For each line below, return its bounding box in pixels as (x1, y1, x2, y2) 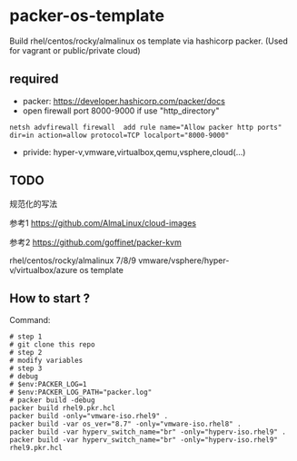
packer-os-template (9, 5, 165, 26)
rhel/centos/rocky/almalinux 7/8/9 (9, 255, 136, 266)
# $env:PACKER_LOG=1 (9, 380, 88, 389)
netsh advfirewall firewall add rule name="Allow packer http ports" (9, 123, 282, 132)
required (9, 72, 59, 87)
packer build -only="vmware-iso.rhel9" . (9, 412, 169, 421)
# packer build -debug (9, 396, 95, 405)
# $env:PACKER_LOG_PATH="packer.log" (9, 387, 153, 397)
